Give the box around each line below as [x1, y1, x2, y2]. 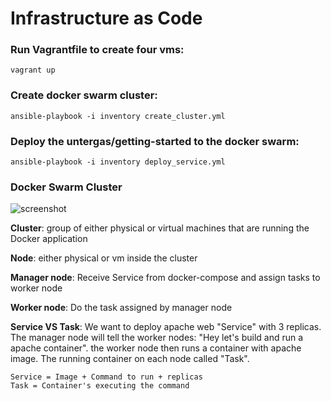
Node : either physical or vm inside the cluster [10, 252, 198, 264]
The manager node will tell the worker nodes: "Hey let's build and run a [10, 332, 304, 344]
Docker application [10, 233, 88, 245]
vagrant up [10, 65, 56, 76]
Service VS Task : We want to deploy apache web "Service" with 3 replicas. [10, 321, 322, 333]
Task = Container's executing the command [10, 381, 190, 391]
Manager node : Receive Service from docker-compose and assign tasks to [10, 272, 321, 284]
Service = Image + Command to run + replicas [10, 372, 203, 382]
